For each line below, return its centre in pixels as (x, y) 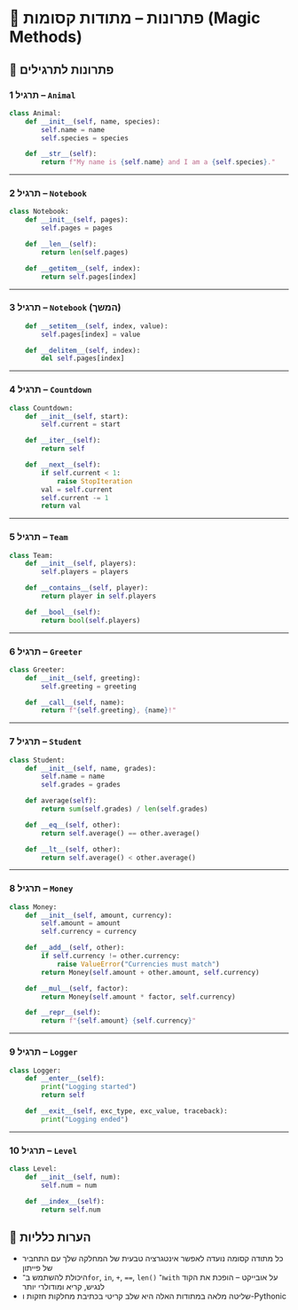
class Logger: (35, 1071)
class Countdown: (41, 408)
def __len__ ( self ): (61, 244)
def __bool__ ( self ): (63, 612)
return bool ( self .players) (91, 620)
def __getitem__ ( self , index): (83, 268)
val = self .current (77, 490)
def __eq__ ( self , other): (73, 825)
